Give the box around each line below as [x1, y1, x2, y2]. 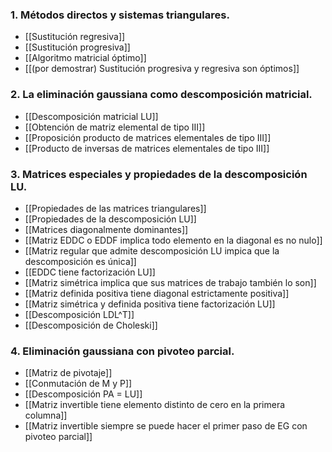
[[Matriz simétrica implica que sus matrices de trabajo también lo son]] [24, 276, 317, 288]
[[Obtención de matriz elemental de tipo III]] [24, 121, 206, 133]
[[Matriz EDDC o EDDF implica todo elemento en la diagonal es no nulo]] [24, 234, 323, 246]
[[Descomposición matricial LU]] [24, 110, 159, 122]
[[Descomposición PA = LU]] [24, 388, 143, 400]
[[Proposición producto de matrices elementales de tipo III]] [24, 131, 272, 143]
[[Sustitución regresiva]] [24, 31, 126, 43]
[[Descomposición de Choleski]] [24, 319, 158, 331]
